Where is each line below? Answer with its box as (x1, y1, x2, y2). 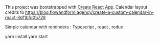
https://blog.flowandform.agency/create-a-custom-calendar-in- (25, 9, 154, 15)
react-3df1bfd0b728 (5, 15, 46, 20)
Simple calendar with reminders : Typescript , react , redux (5, 24, 123, 30)
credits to (5, 9, 24, 15)
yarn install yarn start (5, 34, 48, 39)
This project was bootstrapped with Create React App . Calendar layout (5, 4, 148, 10)
